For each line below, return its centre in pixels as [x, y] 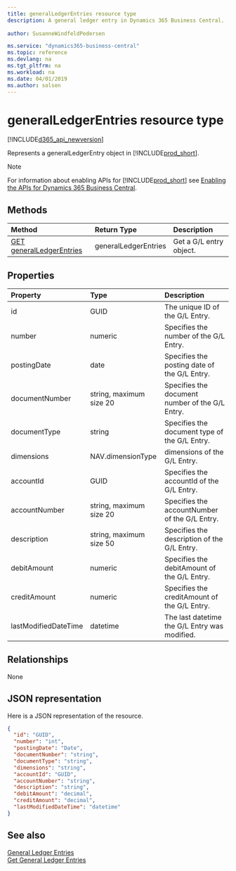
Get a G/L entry [198, 242]
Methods [27, 210]
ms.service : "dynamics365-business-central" [73, 46]
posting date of [190, 365]
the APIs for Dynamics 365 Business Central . [72, 188]
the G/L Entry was [194, 626]
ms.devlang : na [29, 59]
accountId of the [192, 481]
